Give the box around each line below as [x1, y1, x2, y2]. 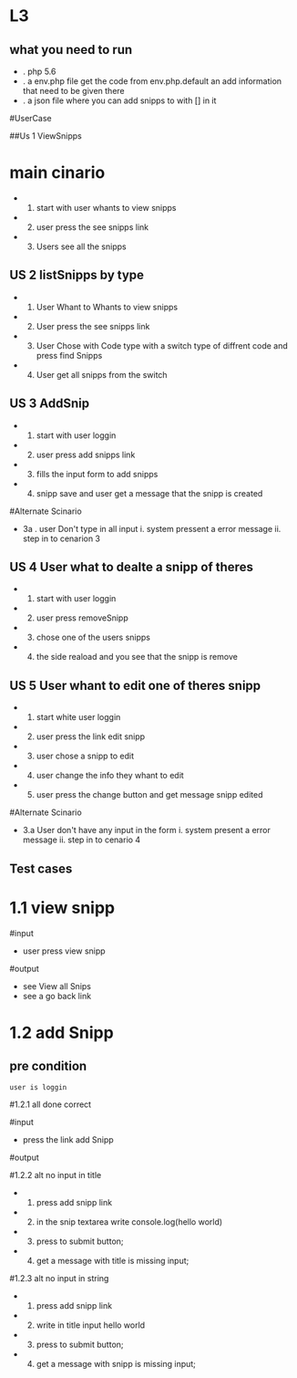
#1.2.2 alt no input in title [9, 1169, 102, 1180]
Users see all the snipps [36, 241, 127, 252]
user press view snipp [22, 945, 107, 956]
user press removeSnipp [36, 612, 129, 623]
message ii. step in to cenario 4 [22, 834, 141, 845]
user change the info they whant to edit [36, 770, 184, 781]
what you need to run [9, 42, 133, 57]
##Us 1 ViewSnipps [9, 130, 82, 141]
